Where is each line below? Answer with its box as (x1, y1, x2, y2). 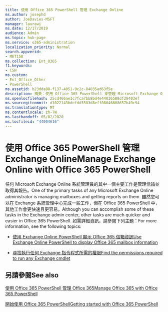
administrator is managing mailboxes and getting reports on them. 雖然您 (5, 193, 155, 199)
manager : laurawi (5, 21, 41, 27)
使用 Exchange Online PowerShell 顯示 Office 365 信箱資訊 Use (12, 233, 141, 239)
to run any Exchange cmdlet (12, 255, 70, 261)
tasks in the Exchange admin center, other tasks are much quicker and (5, 211, 150, 218)
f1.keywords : (5, 63, 32, 68)
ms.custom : (5, 73, 28, 78)
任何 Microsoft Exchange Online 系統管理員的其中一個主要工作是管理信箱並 (5, 181, 160, 187)
